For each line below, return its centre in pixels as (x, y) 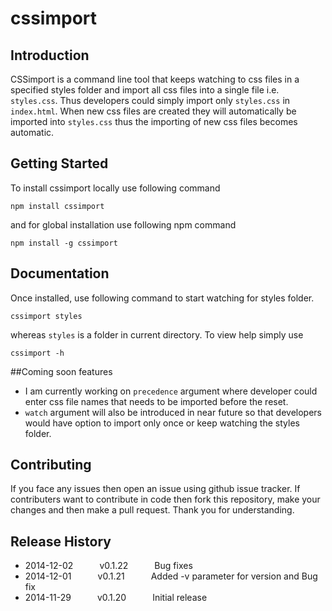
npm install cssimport (57, 206)
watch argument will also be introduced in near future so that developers (173, 412)
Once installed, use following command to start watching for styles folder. (162, 298)
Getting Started (59, 163)
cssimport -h (37, 353)
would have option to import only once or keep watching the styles (162, 423)
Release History (61, 541)
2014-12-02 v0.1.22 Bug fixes (108, 566)
